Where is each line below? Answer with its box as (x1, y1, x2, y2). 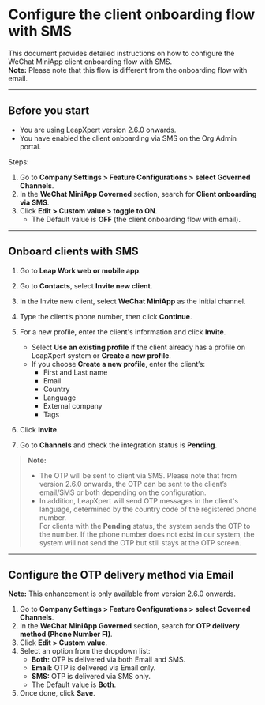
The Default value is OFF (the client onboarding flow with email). (31, 214, 241, 224)
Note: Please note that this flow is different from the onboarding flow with (8, 65, 248, 74)
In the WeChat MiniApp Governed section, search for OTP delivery (19, 621, 241, 631)
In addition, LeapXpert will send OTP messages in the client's (39, 496, 239, 505)
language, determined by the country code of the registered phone (39, 504, 257, 514)
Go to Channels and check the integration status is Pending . (19, 440, 218, 450)
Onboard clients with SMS (8, 245, 140, 258)
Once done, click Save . (19, 688, 96, 698)
